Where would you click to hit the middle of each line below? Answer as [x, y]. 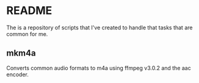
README [29, 11]
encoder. [17, 74]
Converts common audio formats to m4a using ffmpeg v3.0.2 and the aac [99, 68]
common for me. [27, 34]
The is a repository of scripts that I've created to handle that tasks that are [99, 27]
